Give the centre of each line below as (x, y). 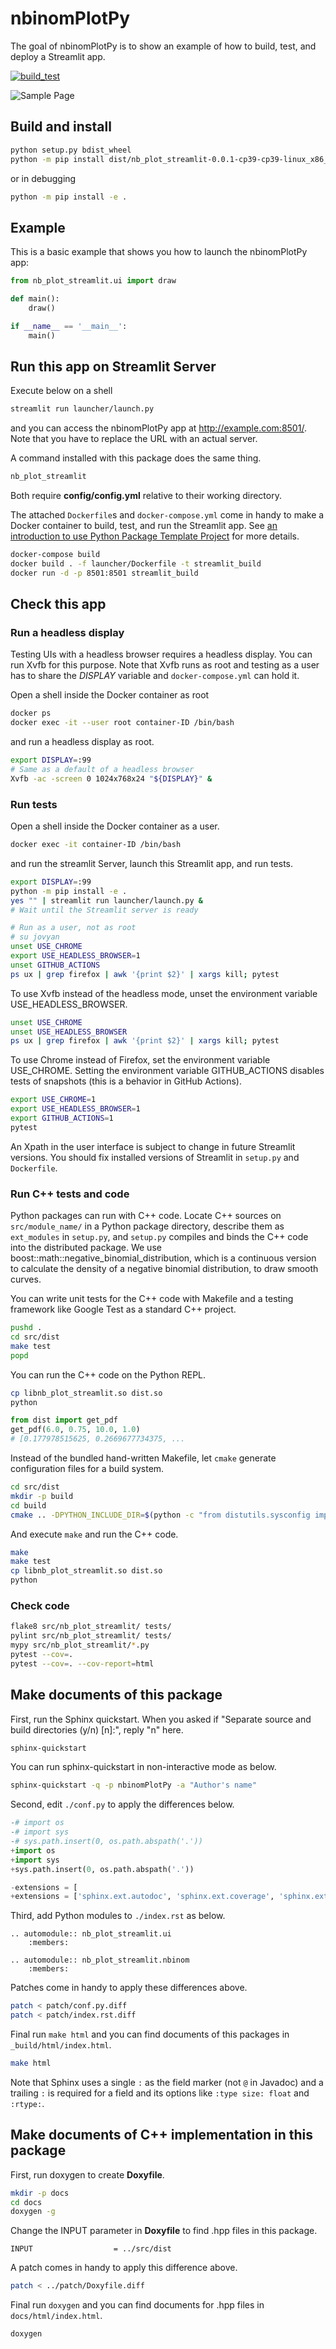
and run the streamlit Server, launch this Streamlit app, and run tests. (151, 863)
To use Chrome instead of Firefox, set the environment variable (140, 1060)
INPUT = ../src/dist (91, 2249)
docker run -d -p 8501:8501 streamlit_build (104, 573)
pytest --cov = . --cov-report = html (82, 1663)
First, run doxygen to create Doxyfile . (87, 2174)
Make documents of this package (116, 1695)
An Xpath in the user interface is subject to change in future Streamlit (153, 1146)
